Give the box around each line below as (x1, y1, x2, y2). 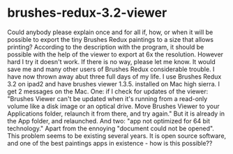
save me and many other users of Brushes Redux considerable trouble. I (7, 65, 215, 73)
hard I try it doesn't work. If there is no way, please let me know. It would (7, 57, 216, 66)
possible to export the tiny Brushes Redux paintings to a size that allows (7, 35, 214, 43)
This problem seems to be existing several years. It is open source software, (7, 131, 227, 140)
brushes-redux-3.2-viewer (7, 5, 167, 21)
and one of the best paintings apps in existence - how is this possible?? (7, 139, 213, 147)
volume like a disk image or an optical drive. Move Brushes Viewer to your (7, 102, 220, 110)
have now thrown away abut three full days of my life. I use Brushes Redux (7, 72, 222, 81)
